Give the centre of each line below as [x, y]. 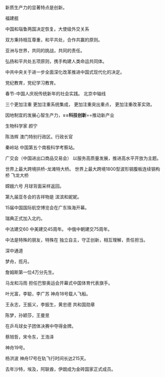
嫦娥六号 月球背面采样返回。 [35, 186]
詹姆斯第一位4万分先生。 [31, 272]
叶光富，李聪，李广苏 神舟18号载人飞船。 [48, 294]
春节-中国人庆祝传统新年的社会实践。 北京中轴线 [56, 93]
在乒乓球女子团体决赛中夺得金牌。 [41, 326]
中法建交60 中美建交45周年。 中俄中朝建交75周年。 [59, 229]
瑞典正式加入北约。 [25, 218]
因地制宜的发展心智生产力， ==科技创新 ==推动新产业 [60, 115]
